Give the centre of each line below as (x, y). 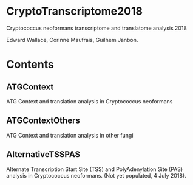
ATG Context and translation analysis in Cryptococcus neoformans (90, 101)
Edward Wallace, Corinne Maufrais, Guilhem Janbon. (72, 40)
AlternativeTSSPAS (43, 154)
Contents (30, 65)
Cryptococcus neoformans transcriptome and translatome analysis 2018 (96, 28)
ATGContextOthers (43, 121)
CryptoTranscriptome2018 (74, 11)
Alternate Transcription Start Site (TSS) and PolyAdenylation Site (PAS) (95, 169)
